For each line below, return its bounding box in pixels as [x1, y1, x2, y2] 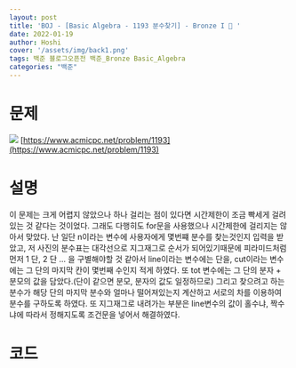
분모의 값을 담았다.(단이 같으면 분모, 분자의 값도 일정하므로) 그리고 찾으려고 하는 [9, 276, 285, 286]
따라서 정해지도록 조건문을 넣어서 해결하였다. [25, 308, 180, 320]
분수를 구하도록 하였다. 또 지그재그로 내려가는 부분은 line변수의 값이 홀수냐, [9, 298, 268, 308]
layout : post [9, 12, 58, 22]
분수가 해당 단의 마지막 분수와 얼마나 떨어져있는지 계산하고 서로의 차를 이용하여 [9, 286, 283, 298]
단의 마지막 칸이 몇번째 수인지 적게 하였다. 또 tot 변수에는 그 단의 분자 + [35, 264, 282, 276]
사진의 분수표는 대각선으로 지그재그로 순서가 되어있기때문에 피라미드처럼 [36, 242, 287, 253]
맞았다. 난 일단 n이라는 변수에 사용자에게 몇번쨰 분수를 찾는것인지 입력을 [25, 231, 275, 242]
